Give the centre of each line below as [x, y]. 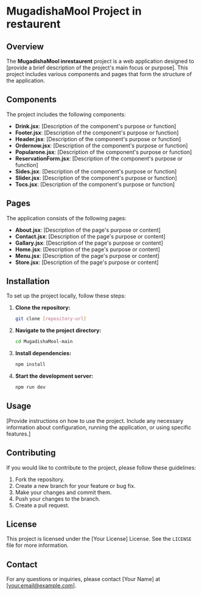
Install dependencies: [43, 353]
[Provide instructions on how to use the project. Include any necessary [95, 420]
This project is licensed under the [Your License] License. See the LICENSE [99, 539]
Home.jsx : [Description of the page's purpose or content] [87, 249]
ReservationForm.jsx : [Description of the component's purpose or [99, 158]
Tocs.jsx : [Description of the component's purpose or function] [95, 184]
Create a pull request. [42, 505]
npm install [30, 364]
